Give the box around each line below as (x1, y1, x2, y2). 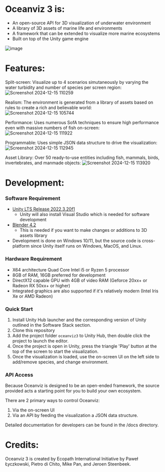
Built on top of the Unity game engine (12, 36, 89, 42)
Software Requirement (5, 195, 61, 202)
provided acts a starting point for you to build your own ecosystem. (5, 388, 142, 394)
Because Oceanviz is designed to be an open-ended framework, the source (5, 383, 160, 389)
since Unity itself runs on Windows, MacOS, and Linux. (30, 243, 142, 249)
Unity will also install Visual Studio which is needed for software (19, 211, 150, 217)
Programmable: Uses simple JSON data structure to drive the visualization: (5, 139, 158, 145)
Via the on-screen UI (12, 407, 55, 413)
